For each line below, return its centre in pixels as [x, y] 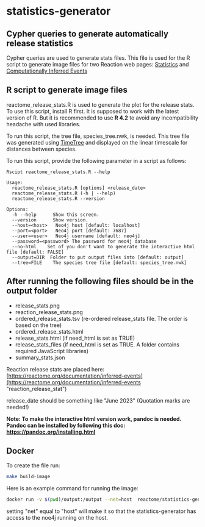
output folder [32, 291]
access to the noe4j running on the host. [57, 518]
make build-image [28, 477]
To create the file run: [33, 465]
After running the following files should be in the [100, 281]
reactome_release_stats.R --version [58, 199]
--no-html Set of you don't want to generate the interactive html [103, 246]
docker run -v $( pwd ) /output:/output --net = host [69, 500]
